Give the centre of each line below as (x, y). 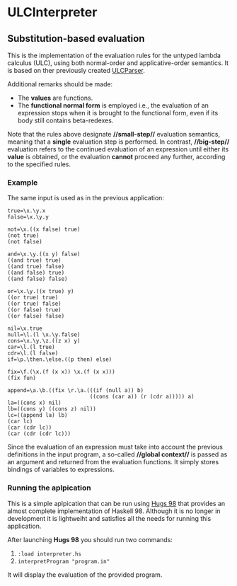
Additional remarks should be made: (60, 84)
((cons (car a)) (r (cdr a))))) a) (142, 397)
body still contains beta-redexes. (65, 120)
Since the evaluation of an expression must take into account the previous (115, 447)
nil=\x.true (25, 329)
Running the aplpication (49, 488)
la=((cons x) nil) (34, 403)
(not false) (25, 242)
